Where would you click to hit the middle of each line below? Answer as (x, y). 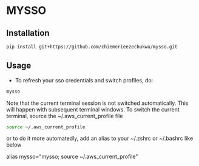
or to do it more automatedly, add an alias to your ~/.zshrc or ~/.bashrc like (100, 138)
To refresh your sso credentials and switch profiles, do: (84, 80)
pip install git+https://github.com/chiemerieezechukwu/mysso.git (92, 47)
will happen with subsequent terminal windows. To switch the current (93, 109)
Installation (28, 33)
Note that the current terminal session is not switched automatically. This (97, 103)
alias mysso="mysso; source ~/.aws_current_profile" (72, 157)
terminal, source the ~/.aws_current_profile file (65, 116)
